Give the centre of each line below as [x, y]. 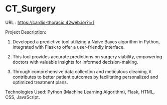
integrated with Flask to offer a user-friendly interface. [68, 47]
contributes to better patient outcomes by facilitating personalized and [85, 77]
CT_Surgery [31, 9]
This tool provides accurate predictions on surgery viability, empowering [87, 56]
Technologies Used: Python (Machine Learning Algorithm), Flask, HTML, [80, 92]
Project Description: [26, 32]
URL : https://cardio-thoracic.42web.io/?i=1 [50, 22]
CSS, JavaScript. [23, 97]
